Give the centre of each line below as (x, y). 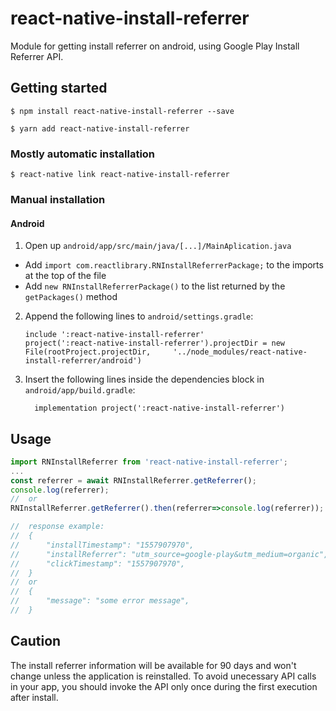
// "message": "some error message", (100, 601)
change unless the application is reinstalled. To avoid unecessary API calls (163, 676)
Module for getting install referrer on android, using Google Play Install (155, 46)
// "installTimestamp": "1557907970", (102, 545)
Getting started (59, 88)
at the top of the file (65, 276)
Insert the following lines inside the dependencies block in (144, 379)
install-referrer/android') (83, 361)
